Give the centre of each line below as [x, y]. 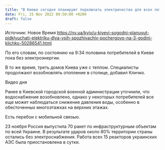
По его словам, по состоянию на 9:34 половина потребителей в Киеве [80, 53]
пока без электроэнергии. [33, 58]
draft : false [18, 19]
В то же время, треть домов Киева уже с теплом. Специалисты [72, 67]
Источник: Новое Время [30, 33]
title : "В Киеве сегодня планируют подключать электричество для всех [79, 10]
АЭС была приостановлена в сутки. [42, 142]
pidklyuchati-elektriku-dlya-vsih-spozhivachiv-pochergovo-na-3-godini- [79, 38]
